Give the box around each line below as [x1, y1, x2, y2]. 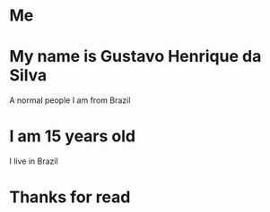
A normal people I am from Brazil [9, 95, 131, 106]
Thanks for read [9, 187, 131, 208]
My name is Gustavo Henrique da [9, 47, 262, 67]
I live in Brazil [9, 156, 58, 166]
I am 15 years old [9, 126, 136, 147]
